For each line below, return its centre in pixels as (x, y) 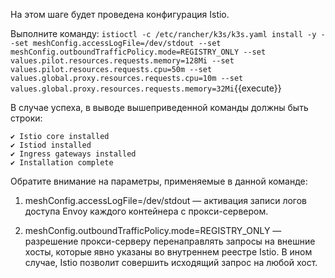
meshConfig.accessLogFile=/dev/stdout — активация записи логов (165, 200)
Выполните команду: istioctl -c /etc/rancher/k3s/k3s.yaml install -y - (168, 33)
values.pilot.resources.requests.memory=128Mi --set (122, 61)
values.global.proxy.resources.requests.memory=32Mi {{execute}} (146, 88)
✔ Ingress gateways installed (73, 154)
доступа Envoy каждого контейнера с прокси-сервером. (146, 211)
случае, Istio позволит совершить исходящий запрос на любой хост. (171, 262)
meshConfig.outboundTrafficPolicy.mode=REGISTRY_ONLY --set (138, 52)
